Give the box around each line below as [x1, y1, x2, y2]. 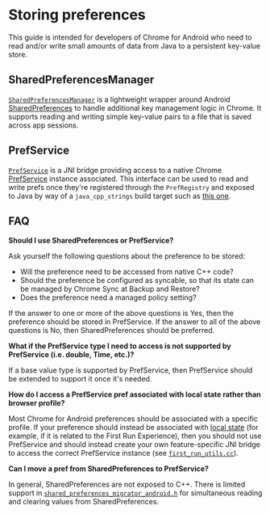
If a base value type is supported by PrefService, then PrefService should [8, 365, 253, 375]
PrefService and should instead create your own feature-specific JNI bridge [8, 440, 260, 449]
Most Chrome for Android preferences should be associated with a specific [8, 414, 258, 423]
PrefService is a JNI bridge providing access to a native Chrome [8, 165, 222, 175]
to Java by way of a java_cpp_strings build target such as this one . [8, 191, 231, 200]
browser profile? [8, 398, 65, 408]
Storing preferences [8, 6, 147, 24]
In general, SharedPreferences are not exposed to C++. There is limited [8, 479, 246, 490]
